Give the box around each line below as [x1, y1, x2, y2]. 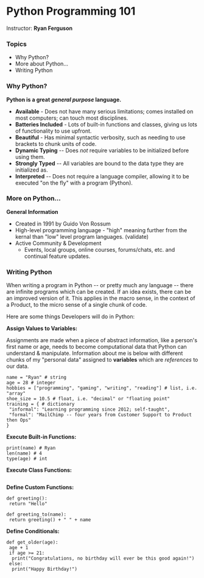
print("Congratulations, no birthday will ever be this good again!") [12, 555, 195, 562]
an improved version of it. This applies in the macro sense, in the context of [6, 294, 195, 302]
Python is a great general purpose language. [6, 96, 122, 103]
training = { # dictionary [6, 401, 75, 408]
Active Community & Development [15, 240, 102, 247]
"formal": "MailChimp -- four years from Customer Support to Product [9, 412, 192, 418]
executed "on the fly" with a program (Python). [15, 179, 133, 186]
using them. [15, 153, 45, 160]
